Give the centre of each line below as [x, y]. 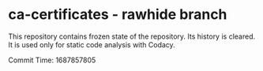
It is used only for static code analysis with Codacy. [92, 44]
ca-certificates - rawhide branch [118, 15]
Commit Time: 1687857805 [52, 60]
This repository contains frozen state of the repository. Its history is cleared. [131, 36]
